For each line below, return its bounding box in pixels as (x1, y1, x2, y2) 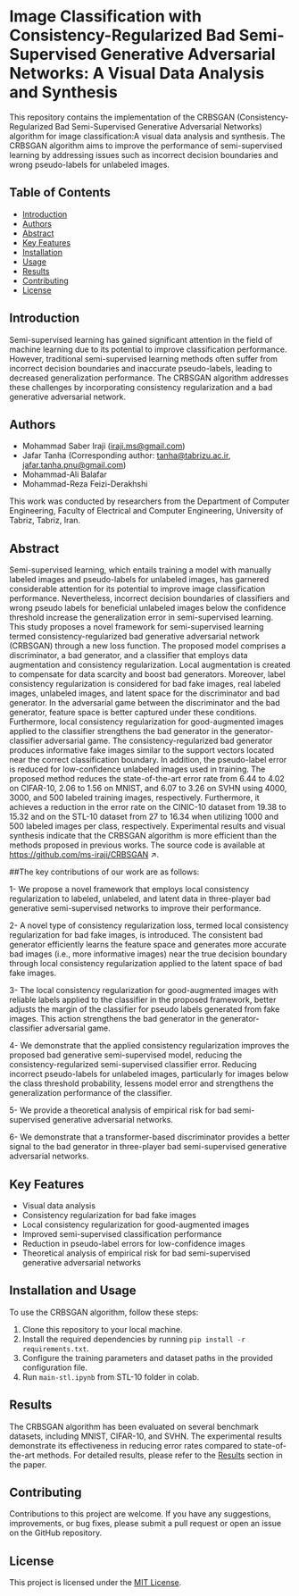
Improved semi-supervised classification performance (21, 1229, 222, 1239)
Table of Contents (9, 185, 112, 200)
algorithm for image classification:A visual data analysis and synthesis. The (9, 130, 286, 141)
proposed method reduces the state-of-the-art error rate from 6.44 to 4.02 (9, 773, 286, 784)
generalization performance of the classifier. (9, 1088, 172, 1099)
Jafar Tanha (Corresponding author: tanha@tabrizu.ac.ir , (21, 450, 231, 461)
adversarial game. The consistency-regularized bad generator (44, 735, 273, 747)
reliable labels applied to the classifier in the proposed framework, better (9, 994, 277, 1006)
